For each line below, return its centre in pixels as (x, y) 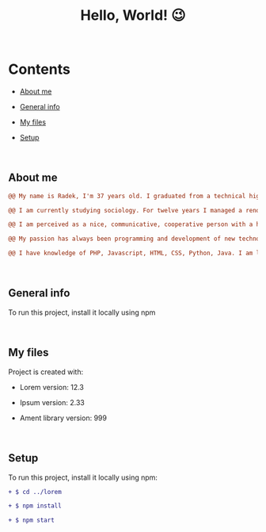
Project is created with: (46, 372)
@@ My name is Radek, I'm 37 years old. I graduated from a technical (127, 196)
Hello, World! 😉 (133, 15)
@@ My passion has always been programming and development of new (122, 239)
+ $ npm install (35, 506)
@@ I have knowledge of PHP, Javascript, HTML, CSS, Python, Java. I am (131, 253)
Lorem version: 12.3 (52, 387)
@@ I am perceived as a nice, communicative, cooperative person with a (131, 224)
